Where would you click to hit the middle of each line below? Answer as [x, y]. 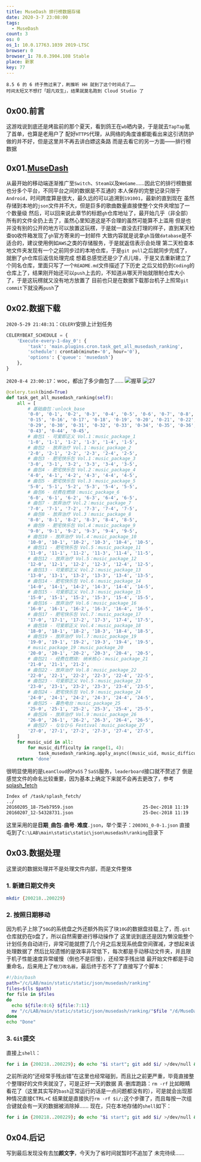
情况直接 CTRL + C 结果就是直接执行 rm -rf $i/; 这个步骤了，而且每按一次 [99, 1099]
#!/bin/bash [21, 978]
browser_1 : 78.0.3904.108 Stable [48, 56]
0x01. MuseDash [37, 168]
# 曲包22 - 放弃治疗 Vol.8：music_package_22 [82, 670]
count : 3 [17, 34]
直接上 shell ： [23, 1053]
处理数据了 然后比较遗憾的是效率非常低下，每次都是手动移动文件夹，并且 [96, 952]
